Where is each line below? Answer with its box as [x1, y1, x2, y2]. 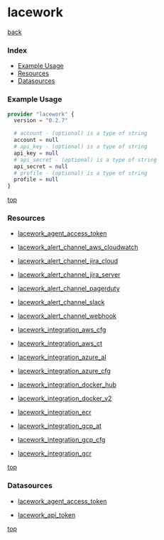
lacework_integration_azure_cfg [17, 367, 111, 375]
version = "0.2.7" [13, 117, 69, 124]
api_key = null [13, 150, 59, 157]
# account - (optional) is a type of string [13, 130, 148, 137]
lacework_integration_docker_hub [17, 380, 117, 389]
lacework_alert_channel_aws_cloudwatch [17, 243, 138, 252]
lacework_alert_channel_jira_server [17, 270, 121, 279]
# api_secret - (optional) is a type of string [13, 156, 158, 163]
